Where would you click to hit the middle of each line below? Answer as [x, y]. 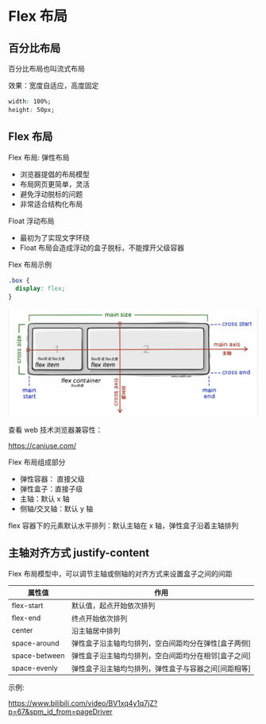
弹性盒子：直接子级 [51, 488]
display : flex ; [40, 289]
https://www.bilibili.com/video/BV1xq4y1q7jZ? [83, 703]
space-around [35, 643]
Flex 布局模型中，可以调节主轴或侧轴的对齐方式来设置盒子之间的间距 [120, 573]
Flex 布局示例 [30, 264]
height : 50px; [32, 110]
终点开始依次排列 [99, 618]
